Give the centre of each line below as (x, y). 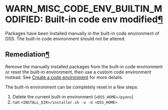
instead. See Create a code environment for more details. (64, 77)
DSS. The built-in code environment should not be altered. (65, 39)
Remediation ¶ (27, 54)
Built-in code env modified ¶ (104, 19)
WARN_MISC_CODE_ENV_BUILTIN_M (84, 9)
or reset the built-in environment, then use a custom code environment (78, 72)
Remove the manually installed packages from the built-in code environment (84, 66)
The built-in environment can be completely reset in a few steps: (72, 87)
